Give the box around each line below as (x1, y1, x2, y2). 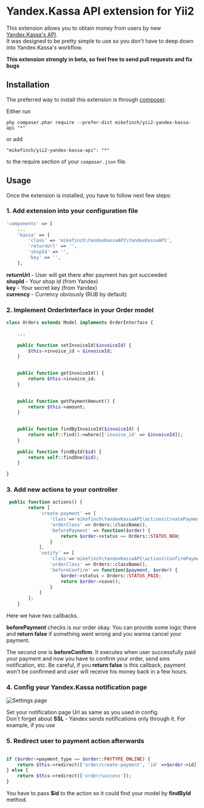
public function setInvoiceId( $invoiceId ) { (17, 342, 132, 348)
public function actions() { (8, 499, 83, 506)
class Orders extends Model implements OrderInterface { (6, 319, 154, 326)
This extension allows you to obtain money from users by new (6, 24, 161, 32)
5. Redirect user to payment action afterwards (6, 737, 144, 745)
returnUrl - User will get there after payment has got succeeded (6, 271, 167, 278)
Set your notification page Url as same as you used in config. (6, 709, 159, 716)
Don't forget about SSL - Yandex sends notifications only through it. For (6, 715, 186, 722)
